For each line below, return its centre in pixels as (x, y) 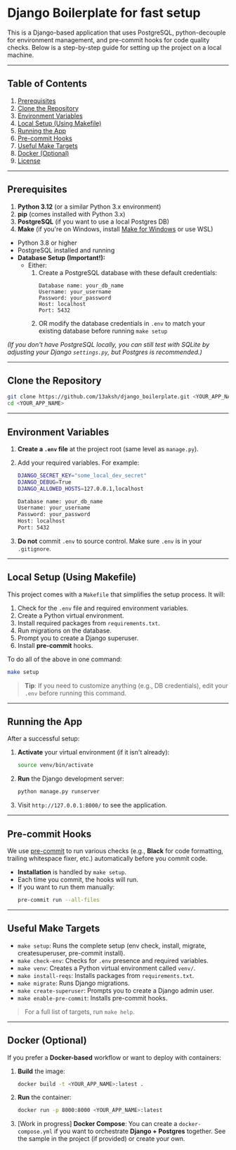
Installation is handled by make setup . (72, 872)
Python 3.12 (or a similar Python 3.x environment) (89, 207)
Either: (37, 265)
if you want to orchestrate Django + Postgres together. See (140, 1131)
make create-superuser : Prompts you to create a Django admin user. (116, 990)
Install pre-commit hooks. (55, 645)
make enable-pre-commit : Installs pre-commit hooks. (92, 998)
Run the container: (44, 1097)
